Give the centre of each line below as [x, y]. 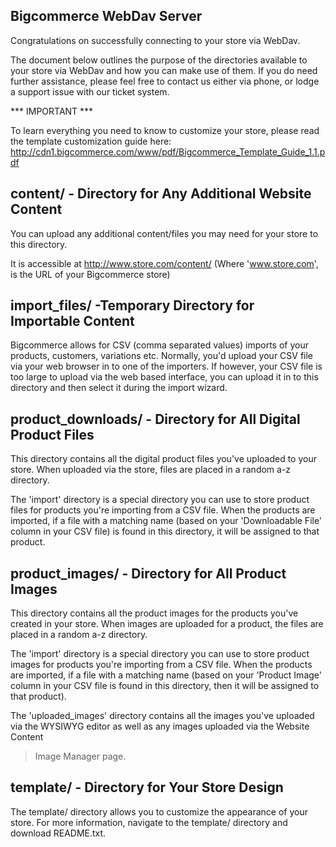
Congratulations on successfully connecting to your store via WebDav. [155, 40]
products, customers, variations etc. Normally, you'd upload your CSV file [162, 356]
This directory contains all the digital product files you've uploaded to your [163, 459]
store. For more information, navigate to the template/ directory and [149, 822]
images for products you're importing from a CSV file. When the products [161, 665]
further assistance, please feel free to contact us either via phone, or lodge [165, 81]
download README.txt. [58, 833]
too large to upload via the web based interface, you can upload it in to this [164, 377]
